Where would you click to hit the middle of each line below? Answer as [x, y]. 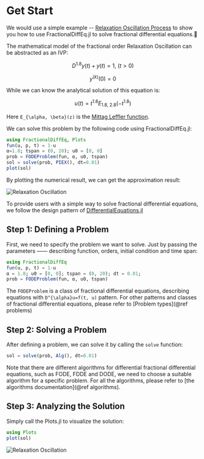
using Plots [21, 432]
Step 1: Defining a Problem [58, 230]
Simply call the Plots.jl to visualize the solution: [65, 421]
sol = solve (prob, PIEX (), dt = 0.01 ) [53, 163]
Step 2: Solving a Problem [57, 330]
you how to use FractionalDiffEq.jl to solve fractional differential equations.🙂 [102, 34]
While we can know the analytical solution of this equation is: [83, 90]
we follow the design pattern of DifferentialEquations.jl [75, 210]
